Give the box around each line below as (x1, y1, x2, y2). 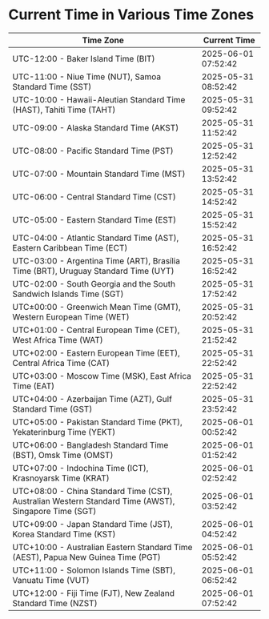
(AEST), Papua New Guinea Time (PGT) (12, 551, 162, 562)
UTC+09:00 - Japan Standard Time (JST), (12, 518, 174, 529)
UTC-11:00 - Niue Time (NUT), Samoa (12, 70, 162, 82)
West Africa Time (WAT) (12, 334, 104, 345)
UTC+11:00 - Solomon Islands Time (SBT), (12, 565, 176, 576)
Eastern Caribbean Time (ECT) (12, 242, 128, 253)
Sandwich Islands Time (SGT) (12, 288, 124, 299)
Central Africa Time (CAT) (12, 357, 110, 368)
